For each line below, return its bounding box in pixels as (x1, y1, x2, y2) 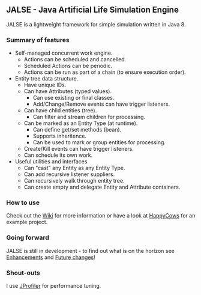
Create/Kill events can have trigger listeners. (23, 145, 134, 153)
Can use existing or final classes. (32, 94, 115, 102)
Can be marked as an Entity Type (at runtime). (23, 120, 138, 127)
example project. (6, 219, 48, 226)
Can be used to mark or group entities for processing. (32, 139, 166, 146)
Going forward (6, 234, 50, 242)
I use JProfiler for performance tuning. (6, 282, 101, 289)
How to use (6, 198, 40, 207)
